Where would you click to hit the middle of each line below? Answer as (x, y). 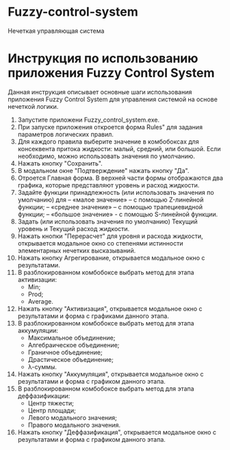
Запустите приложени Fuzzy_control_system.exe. (89, 120)
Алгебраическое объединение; (74, 345)
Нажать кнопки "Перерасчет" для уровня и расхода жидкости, (111, 236)
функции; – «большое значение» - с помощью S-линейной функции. (118, 214)
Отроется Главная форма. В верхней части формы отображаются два (120, 178)
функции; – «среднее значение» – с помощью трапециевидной (110, 207)
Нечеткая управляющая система (56, 31)
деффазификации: (44, 396)
